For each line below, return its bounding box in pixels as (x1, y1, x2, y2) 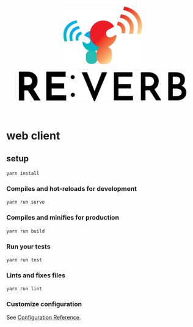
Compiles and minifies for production (6, 214, 119, 222)
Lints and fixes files (6, 271, 66, 279)
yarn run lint (6, 286, 43, 292)
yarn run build (6, 228, 45, 234)
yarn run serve (6, 199, 45, 206)
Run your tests (6, 242, 51, 251)
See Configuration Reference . (6, 314, 81, 321)
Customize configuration (6, 300, 82, 309)
